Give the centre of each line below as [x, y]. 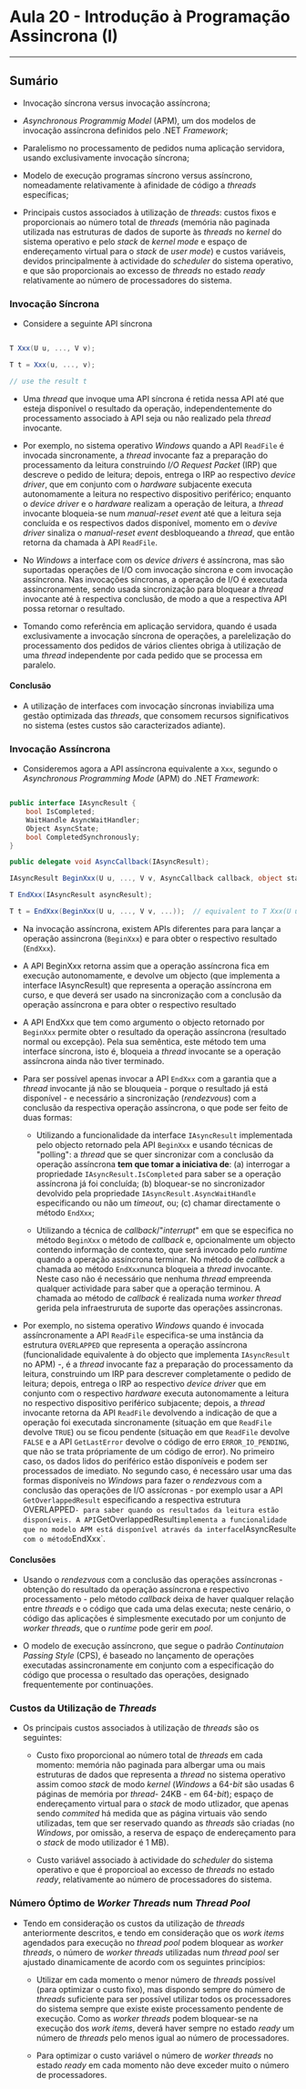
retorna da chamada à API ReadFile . [90, 542]
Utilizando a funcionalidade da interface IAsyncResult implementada [164, 1135]
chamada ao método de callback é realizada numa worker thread [159, 1298]
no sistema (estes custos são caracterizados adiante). [124, 725]
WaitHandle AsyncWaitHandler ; [83, 820]
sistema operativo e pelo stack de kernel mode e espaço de [135, 241]
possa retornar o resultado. [74, 608]
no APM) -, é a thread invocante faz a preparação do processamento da [158, 1364]
